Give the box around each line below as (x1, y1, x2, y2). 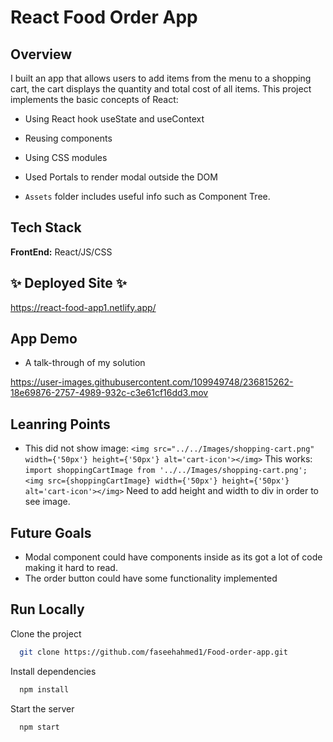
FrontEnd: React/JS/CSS (10, 246, 113, 258)
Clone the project (10, 627, 82, 640)
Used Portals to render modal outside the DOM (24, 171, 218, 183)
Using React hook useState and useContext (24, 113, 205, 125)
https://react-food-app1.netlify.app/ (10, 301, 157, 313)
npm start (19, 722, 60, 732)
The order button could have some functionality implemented (24, 572, 278, 585)
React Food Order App (10, 6, 198, 29)
